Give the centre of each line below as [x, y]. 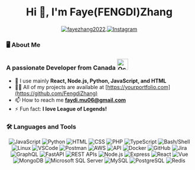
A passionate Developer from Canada [61, 68]
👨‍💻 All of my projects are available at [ [61, 87]
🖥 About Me [23, 45]
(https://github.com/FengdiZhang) [56, 93]
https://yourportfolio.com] [139, 87]
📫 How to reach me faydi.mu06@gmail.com [70, 100]
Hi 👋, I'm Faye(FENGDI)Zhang [99, 12]
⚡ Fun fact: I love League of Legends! [61, 109]
